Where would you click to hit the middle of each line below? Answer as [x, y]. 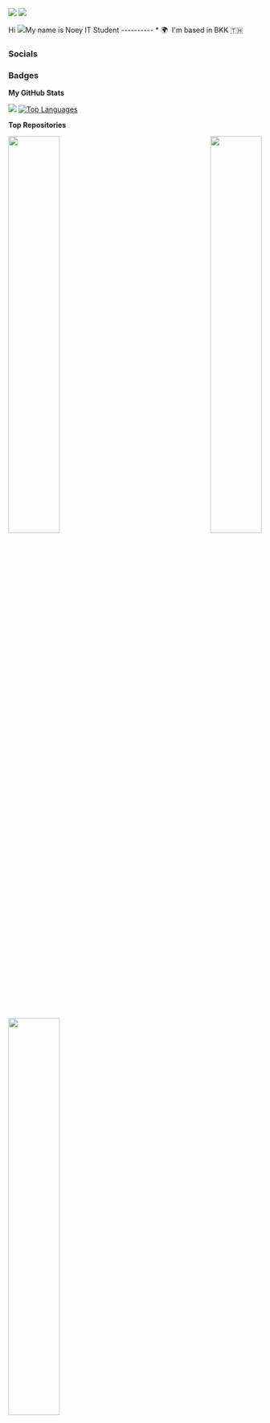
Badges [23, 75]
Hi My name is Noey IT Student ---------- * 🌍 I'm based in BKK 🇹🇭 [126, 30]
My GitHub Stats [37, 93]
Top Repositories [37, 125]
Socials [23, 54]
